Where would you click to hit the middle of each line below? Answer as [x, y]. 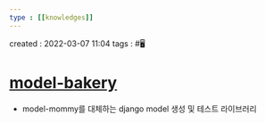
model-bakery [63, 82]
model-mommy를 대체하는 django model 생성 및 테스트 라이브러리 [139, 109]
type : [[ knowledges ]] [51, 17]
